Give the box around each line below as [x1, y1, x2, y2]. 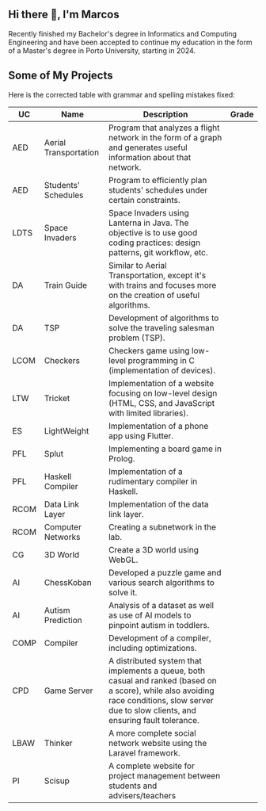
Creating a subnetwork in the [108, 521, 216, 532]
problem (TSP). [108, 332, 165, 343]
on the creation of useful [108, 289, 200, 300]
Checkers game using [108, 345, 190, 356]
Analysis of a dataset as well [108, 599, 215, 610]
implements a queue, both [108, 665, 206, 676]
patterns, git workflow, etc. [108, 247, 208, 258]
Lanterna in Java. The [108, 217, 189, 228]
